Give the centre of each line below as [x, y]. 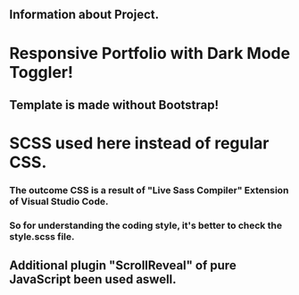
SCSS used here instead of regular [139, 143]
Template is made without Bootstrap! [114, 105]
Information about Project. [84, 15]
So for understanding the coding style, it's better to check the [146, 225]
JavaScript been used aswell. [93, 279]
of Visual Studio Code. [59, 202]
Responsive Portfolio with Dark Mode [150, 53]
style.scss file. [42, 236]
